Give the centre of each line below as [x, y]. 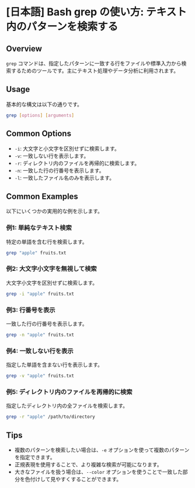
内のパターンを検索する [62, 27]
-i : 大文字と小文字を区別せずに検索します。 [67, 148]
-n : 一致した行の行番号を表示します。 [59, 170]
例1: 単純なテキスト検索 [39, 228]
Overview [24, 48]
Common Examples [42, 196]
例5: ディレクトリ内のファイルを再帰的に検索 [69, 391]
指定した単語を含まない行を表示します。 [55, 365]
